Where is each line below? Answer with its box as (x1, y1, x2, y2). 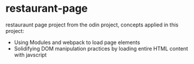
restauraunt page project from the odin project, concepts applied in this (5, 21, 179, 28)
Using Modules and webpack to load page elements (14, 39, 141, 46)
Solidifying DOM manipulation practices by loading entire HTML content (14, 45, 189, 52)
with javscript (14, 51, 47, 58)
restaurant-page (5, 2, 88, 15)
